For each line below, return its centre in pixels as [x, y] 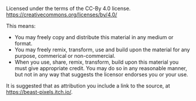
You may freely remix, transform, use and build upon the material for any [102, 50]
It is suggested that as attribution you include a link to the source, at [88, 86]
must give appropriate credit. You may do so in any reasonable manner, [101, 68]
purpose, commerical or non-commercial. [65, 56]
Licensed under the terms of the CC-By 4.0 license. [68, 8]
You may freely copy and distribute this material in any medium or [94, 37]
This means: [21, 26]
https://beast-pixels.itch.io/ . [40, 92]
